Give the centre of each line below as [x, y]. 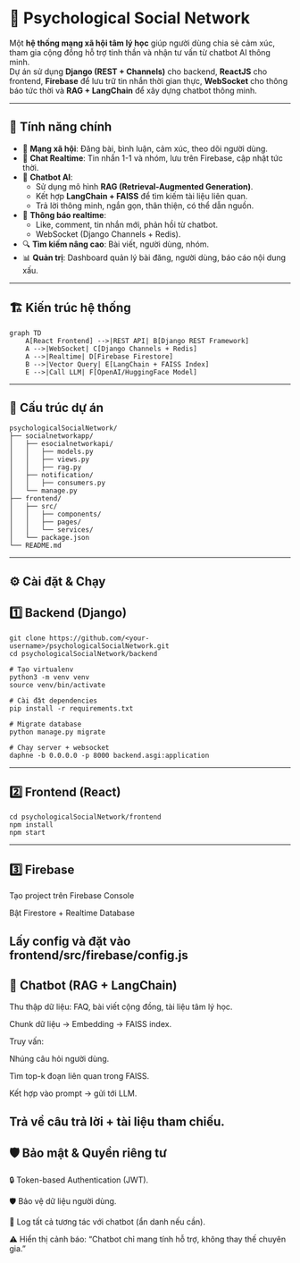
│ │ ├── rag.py [46, 467]
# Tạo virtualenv [42, 669]
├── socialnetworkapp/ [51, 436]
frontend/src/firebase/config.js [99, 955]
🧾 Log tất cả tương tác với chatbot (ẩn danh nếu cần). [107, 1221]
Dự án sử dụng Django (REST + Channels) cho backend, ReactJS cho [138, 72]
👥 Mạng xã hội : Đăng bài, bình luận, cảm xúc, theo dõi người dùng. [145, 148]
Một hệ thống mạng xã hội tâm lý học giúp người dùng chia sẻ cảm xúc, [142, 43]
